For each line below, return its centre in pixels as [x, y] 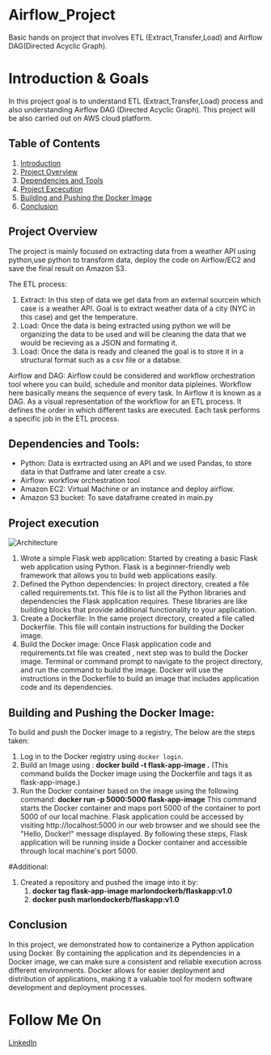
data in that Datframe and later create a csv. [93, 472]
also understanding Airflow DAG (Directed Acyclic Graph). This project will [132, 109]
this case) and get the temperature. [79, 316]
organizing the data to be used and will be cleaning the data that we [133, 334]
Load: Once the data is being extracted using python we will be [125, 325]
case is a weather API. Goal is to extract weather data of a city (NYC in [138, 308]
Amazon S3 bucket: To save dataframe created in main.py [116, 498]
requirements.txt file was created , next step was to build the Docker [134, 653]
